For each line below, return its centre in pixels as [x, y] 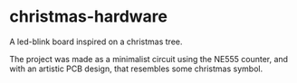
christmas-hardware [88, 17]
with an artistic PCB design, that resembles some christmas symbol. [136, 69]
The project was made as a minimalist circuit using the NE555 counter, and [148, 59]
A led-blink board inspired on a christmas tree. [96, 41]
